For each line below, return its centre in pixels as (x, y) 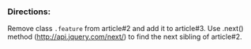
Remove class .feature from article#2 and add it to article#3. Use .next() (126, 29)
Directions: (29, 12)
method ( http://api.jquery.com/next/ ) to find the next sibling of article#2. (125, 37)
